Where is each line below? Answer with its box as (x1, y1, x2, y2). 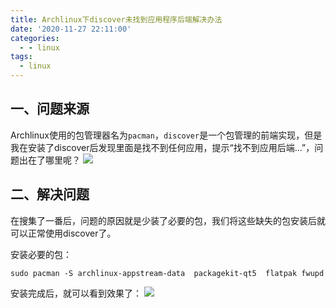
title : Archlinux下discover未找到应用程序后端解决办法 (10, 14, 223, 25)
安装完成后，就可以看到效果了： (10, 287, 142, 299)
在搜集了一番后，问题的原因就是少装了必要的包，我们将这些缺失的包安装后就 (10, 214, 326, 226)
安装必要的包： (10, 248, 72, 260)
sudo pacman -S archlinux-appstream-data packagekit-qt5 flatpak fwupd (10, 268, 325, 278)
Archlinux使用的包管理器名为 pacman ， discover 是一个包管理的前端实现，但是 (10, 129, 323, 141)
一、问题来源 (10, 101, 90, 118)
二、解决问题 (10, 186, 90, 203)
